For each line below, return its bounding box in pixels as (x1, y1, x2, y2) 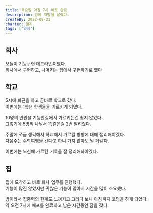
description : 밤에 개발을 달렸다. (5, 12, 70, 17)
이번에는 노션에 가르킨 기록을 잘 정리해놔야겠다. (5, 148, 98, 154)
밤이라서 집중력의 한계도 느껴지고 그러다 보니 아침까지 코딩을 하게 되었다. (5, 196, 148, 202)
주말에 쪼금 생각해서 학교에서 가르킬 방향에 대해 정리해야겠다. (5, 131, 125, 137)
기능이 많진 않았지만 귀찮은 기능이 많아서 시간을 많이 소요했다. (5, 185, 127, 191)
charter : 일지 (5, 21, 33, 27)
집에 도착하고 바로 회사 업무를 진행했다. (5, 179, 82, 185)
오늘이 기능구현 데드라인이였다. (5, 60, 67, 66)
